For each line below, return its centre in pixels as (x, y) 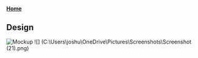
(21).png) (18, 48)
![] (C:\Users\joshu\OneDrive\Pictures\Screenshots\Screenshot (113, 42)
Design (20, 27)
